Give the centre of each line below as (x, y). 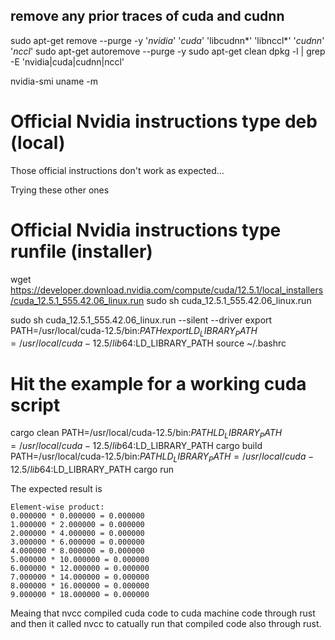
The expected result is (56, 489)
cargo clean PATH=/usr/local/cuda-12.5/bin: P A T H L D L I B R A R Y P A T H (146, 434)
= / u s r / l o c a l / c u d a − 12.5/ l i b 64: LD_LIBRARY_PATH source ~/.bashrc (148, 343)
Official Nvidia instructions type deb (164, 121)
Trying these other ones (60, 190)
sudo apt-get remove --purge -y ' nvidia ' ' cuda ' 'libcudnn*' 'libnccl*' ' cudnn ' (167, 40)
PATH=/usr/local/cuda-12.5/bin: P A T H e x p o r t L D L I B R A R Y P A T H (134, 331)
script (35, 405)
